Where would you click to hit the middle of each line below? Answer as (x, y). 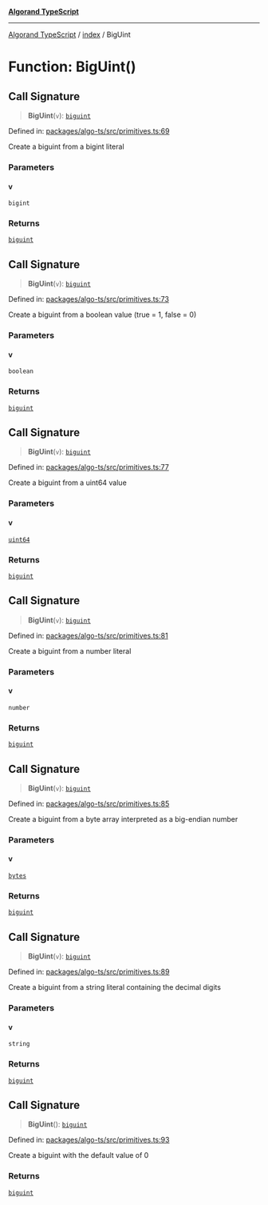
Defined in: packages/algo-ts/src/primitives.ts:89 (89, 972)
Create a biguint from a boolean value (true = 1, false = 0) (102, 314)
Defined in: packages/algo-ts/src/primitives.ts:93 (89, 1140)
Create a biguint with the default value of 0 (79, 1155)
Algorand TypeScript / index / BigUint (70, 34)
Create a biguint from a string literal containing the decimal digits (115, 987)
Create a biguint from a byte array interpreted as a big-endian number (123, 819)
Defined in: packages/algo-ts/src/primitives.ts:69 (89, 131)
